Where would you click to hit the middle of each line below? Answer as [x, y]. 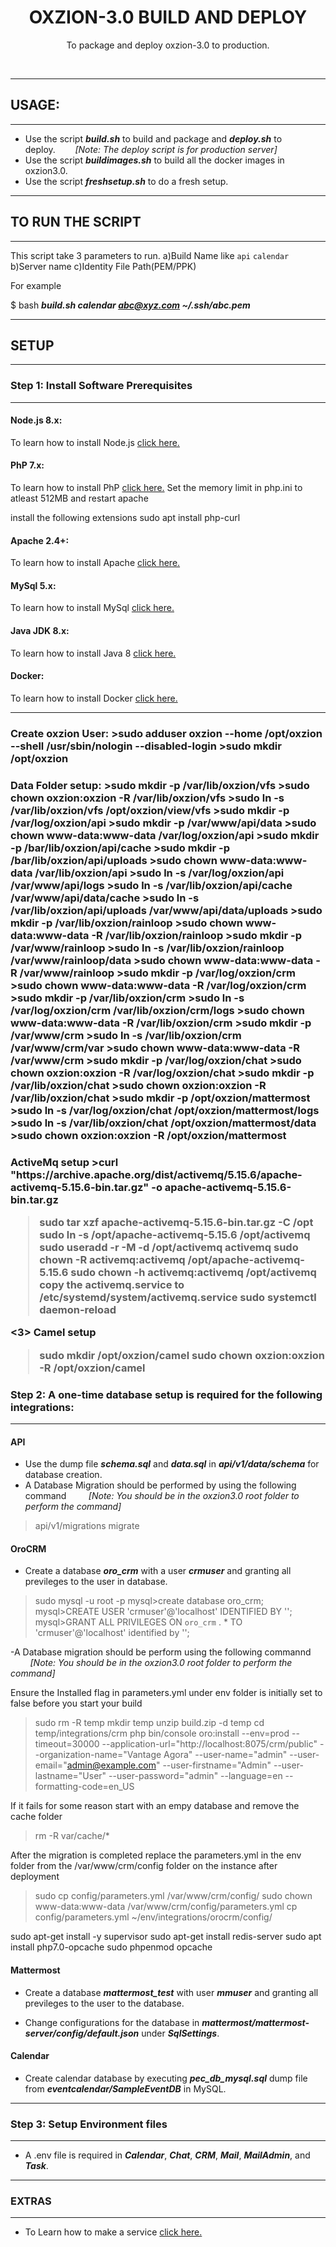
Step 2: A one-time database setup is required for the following [166, 1394]
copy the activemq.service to [112, 1285]
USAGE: [35, 105]
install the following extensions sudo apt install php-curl [125, 518]
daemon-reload [78, 1310]
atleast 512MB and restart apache [79, 498]
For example [36, 285]
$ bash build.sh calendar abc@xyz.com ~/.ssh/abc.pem [130, 305]
